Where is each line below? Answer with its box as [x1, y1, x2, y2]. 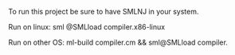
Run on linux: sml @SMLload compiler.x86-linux [8, 22, 166, 31]
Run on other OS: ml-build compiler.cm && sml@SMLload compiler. [8, 37, 229, 47]
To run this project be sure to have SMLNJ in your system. [8, 7, 199, 16]
